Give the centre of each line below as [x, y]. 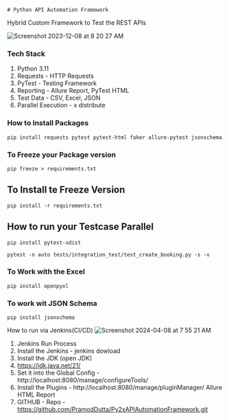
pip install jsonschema [41, 318]
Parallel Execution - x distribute [61, 105]
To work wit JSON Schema [52, 303]
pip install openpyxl [38, 286]
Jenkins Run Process [47, 344]
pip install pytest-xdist [44, 243]
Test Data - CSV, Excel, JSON [59, 98]
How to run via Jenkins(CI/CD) [50, 331]
